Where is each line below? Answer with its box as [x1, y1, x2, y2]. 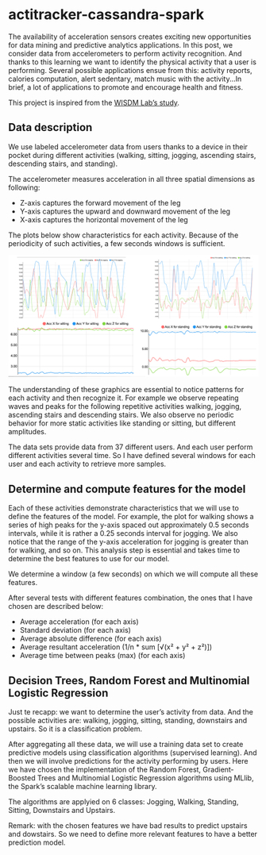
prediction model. [8, 838, 66, 847]
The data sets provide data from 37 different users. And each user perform [8, 442, 253, 452]
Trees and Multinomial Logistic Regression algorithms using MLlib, [37, 772, 254, 783]
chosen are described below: [8, 602, 104, 611]
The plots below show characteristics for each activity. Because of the [8, 230, 239, 240]
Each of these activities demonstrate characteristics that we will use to [8, 503, 240, 513]
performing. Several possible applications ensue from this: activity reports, [8, 65, 253, 75]
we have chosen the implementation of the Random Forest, [8, 764, 201, 774]
